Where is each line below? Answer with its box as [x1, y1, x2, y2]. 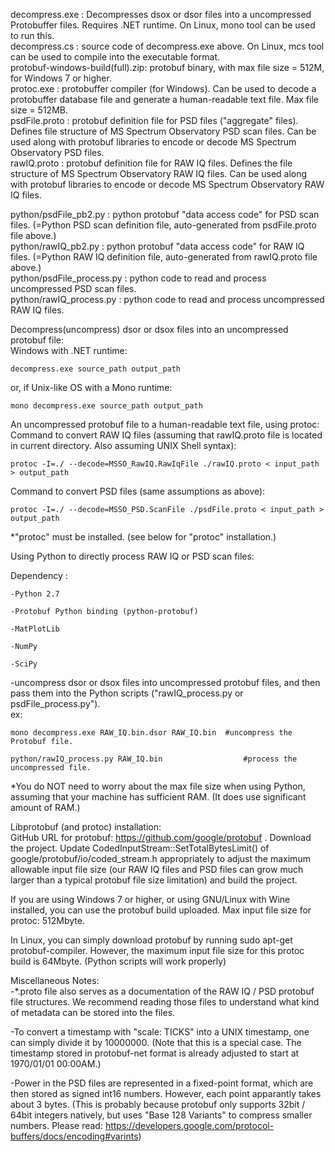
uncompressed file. [10, 763, 92, 773]
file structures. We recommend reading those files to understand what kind [10, 996, 320, 1008]
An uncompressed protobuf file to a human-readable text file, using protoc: [10, 419, 320, 430]
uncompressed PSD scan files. [10, 283, 137, 294]
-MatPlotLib [10, 624, 60, 634]
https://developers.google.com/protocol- [104, 1120, 275, 1131]
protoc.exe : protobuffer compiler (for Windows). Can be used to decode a [10, 83, 317, 94]
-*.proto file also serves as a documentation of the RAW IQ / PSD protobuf [10, 985, 315, 997]
